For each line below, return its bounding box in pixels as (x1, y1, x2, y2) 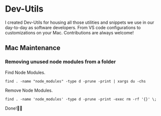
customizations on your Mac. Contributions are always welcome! (5, 30, 134, 35)
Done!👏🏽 (5, 105, 23, 111)
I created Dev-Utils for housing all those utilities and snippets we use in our (5, 19, 154, 25)
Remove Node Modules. (5, 87, 53, 93)
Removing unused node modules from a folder (5, 58, 116, 65)
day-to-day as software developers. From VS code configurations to (5, 24, 141, 30)
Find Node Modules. (5, 69, 45, 75)
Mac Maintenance (5, 44, 60, 52)
